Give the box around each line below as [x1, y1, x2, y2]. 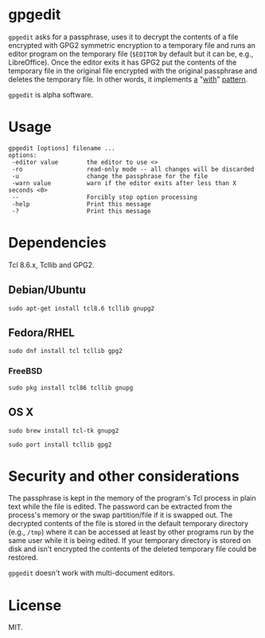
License [8, 596, 62, 614]
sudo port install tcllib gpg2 [8, 441, 112, 449]
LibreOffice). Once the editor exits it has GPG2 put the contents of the [8, 57, 237, 67]
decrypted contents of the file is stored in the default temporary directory [8, 519, 249, 529]
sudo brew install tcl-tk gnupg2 [8, 426, 119, 434]
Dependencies [8, 234, 107, 252]
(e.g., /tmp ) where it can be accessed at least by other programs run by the [8, 527, 255, 537]
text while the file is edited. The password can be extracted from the [8, 501, 232, 512]
